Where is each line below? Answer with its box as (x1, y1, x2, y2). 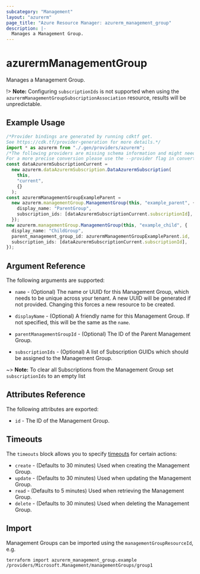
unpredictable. (6, 101, 42, 108)
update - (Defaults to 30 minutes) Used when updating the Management (14, 474, 192, 482)
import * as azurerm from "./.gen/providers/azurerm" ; (6, 144, 145, 151)
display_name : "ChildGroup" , (11, 228, 84, 234)
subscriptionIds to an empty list (6, 373, 86, 380)
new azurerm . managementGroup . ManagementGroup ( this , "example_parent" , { (11, 200, 196, 206)
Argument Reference (6, 260, 86, 271)
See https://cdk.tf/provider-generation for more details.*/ (6, 139, 161, 145)
